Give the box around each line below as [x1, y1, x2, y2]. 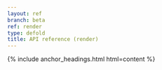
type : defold [7, 29, 46, 37]
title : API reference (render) [7, 36, 99, 43]
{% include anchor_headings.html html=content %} [7, 55, 156, 63]
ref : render [7, 23, 42, 30]
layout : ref [7, 10, 42, 17]
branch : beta [7, 17, 46, 24]
